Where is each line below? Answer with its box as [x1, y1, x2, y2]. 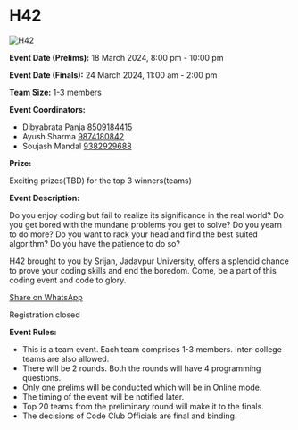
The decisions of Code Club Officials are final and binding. [21, 410, 237, 421]
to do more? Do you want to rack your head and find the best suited [9, 229, 259, 240]
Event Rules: [9, 326, 57, 337]
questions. [21, 372, 62, 383]
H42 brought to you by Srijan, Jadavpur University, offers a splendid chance [9, 256, 290, 266]
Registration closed [9, 309, 80, 320]
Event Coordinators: [9, 104, 87, 114]
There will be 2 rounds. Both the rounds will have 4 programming [21, 363, 261, 374]
